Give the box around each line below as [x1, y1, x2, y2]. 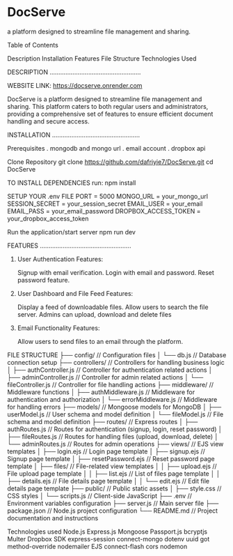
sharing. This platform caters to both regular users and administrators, [7, 102, 209, 110]
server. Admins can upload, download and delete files [17, 310, 172, 318]
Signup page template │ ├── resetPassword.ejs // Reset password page [7, 454, 215, 463]
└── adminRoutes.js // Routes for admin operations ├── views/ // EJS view [7, 439, 224, 448]
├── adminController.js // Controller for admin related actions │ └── [7, 373, 204, 381]
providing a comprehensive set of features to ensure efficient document [7, 110, 214, 118]
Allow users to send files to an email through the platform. [17, 337, 183, 345]
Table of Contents [7, 40, 59, 49]
